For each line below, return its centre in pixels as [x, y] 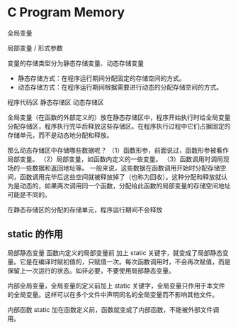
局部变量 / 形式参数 [35, 48]
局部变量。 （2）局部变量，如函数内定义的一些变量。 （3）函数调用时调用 [115, 159]
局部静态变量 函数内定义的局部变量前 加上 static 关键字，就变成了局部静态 [115, 252]
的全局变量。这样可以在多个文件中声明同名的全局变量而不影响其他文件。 [113, 294]
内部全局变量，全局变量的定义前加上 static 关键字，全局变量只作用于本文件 [116, 286]
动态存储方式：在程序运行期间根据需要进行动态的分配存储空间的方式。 [120, 87]
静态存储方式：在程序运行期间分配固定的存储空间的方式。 [101, 78]
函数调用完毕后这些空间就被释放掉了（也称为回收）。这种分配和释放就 [120, 177]
